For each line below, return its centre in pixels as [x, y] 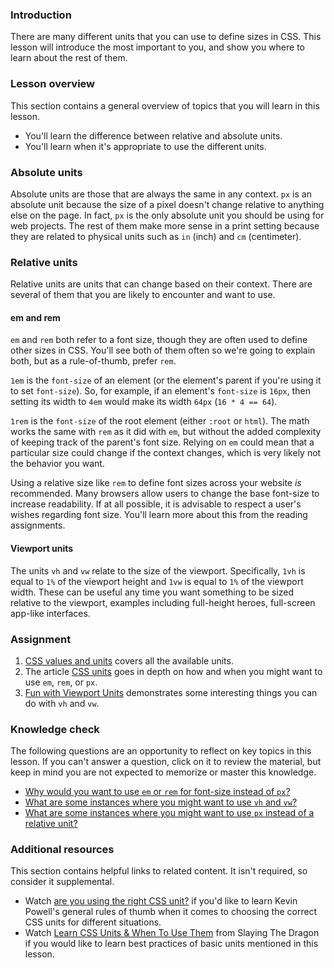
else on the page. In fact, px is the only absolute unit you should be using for [167, 215]
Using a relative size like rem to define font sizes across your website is [156, 483]
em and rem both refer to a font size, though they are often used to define [159, 340]
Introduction [41, 15]
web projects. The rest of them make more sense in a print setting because [165, 225]
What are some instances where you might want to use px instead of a [169, 813]
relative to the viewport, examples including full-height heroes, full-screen [163, 602]
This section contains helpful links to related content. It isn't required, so [159, 871]
